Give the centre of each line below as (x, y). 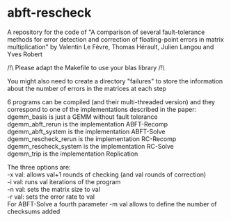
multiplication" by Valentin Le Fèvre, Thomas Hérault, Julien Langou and (111, 47)
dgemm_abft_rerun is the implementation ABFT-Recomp (88, 124)
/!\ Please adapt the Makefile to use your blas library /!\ (86, 67)
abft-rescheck (49, 13)
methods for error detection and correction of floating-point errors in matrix (115, 39)
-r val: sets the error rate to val (51, 197)
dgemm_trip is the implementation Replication (73, 154)
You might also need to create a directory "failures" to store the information (115, 81)
